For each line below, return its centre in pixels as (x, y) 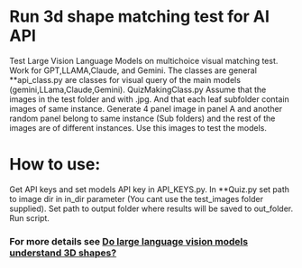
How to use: (55, 165)
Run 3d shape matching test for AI (140, 17)
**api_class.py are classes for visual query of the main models (125, 79)
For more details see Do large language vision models (129, 241)
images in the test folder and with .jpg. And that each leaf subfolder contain (150, 99)
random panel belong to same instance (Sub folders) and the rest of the (142, 118)
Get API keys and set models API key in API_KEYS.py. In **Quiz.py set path (150, 189)
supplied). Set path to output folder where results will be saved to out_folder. (151, 208)
